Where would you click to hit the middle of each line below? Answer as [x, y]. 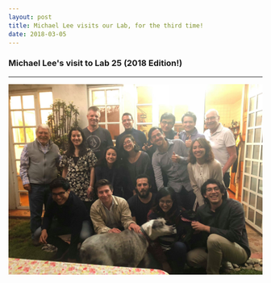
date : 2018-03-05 [38, 34]
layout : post [30, 17]
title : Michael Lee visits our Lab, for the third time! [106, 25]
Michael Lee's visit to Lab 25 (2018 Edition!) [96, 63]
